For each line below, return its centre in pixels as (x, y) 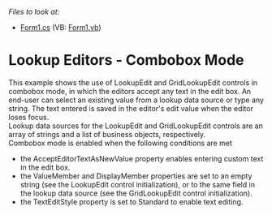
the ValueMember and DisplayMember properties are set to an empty (136, 176)
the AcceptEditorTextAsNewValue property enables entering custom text (142, 158)
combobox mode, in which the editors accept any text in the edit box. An (130, 91)
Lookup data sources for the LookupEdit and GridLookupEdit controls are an (136, 126)
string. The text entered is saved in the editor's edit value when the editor (131, 108)
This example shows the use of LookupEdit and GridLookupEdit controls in (133, 82)
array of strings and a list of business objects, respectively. (107, 134)
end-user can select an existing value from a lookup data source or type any (136, 100)
